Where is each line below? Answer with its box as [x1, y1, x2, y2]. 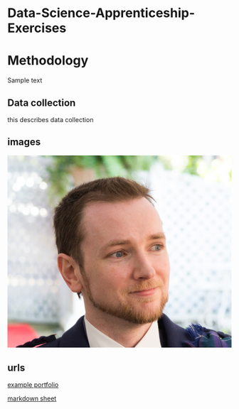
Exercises [7, 20, 67, 36]
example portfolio [7, 381, 59, 389]
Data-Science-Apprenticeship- [7, 5, 196, 21]
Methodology [7, 53, 89, 69]
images [7, 136, 41, 148]
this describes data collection [7, 115, 94, 124]
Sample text [7, 76, 43, 84]
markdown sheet [7, 394, 57, 403]
